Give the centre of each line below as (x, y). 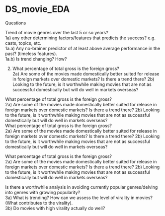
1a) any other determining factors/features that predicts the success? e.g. (80, 38)
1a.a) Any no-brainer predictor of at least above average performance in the (83, 48)
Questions (16, 23)
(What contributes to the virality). (39, 203)
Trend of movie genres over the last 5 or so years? (57, 32)
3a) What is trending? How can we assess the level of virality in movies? (79, 198)
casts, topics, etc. (23, 43)
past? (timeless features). (31, 54)
